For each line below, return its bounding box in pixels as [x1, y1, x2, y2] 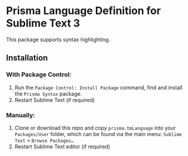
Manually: [6, 111, 35, 119]
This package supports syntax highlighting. [6, 36, 110, 43]
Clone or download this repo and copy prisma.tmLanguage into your [14, 124, 176, 131]
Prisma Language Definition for [6, 4, 161, 18]
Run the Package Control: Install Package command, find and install [14, 84, 183, 91]
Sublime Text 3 [6, 16, 80, 30]
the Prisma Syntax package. [14, 90, 82, 97]
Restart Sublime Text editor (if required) [14, 143, 110, 150]
